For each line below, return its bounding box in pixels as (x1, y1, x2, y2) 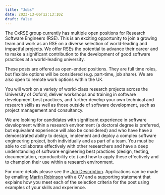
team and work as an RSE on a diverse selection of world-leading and (5, 41, 148, 47)
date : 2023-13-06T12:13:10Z (5, 12, 63, 17)
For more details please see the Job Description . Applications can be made (5, 169, 159, 175)
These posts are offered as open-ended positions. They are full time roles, (5, 66, 157, 72)
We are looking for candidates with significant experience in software (5, 117, 147, 123)
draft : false (5, 16, 32, 21)
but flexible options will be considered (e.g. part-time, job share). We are (5, 71, 154, 77)
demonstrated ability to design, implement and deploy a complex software (5, 132, 157, 139)
